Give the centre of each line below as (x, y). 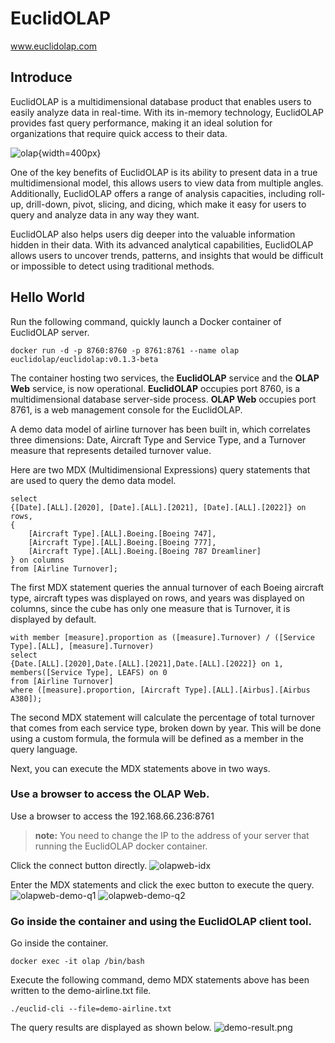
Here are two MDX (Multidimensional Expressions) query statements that (160, 469)
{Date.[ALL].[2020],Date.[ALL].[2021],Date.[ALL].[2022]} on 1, (147, 663)
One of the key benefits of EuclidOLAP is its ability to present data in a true (164, 172)
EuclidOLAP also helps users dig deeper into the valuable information (153, 234)
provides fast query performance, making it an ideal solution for (141, 123)
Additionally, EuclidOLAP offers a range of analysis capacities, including (158, 193)
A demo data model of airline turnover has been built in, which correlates (160, 429)
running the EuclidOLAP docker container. (121, 846)
